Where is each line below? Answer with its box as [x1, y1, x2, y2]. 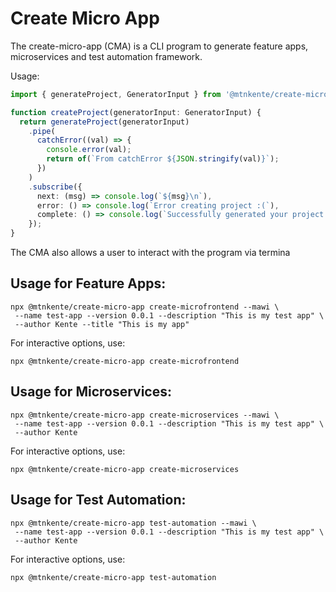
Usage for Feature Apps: [10, 275, 167, 292]
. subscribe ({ [28, 182, 83, 192]
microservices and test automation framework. [10, 50, 203, 62]
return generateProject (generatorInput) [19, 117, 190, 127]
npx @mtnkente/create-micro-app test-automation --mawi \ [10, 518, 257, 528]
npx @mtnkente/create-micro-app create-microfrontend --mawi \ [10, 302, 280, 312]
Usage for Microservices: [10, 383, 172, 401]
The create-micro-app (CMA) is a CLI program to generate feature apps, [10, 40, 309, 52]
